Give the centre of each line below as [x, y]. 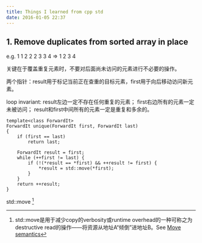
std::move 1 [20, 201]
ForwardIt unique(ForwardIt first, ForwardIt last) [72, 126]
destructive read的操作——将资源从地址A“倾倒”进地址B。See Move [98, 227]
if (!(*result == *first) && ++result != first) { [93, 163]
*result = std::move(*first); [76, 169]
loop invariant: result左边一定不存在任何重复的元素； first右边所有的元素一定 [100, 102]
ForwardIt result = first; [51, 153]
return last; [44, 142]
